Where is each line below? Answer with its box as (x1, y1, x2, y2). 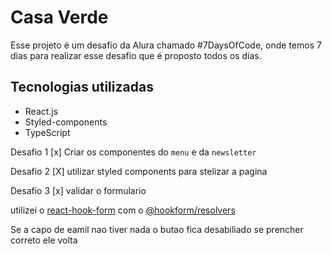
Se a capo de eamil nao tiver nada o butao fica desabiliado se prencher (10, 223, 304, 235)
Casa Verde (10, 6, 109, 29)
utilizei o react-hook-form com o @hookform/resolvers (10, 204, 236, 216)
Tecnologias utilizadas (10, 79, 154, 96)
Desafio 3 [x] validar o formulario (10, 184, 147, 196)
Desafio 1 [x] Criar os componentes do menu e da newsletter (10, 146, 257, 158)
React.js (24, 105, 59, 117)
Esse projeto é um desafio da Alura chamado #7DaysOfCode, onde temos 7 (10, 39, 322, 51)
